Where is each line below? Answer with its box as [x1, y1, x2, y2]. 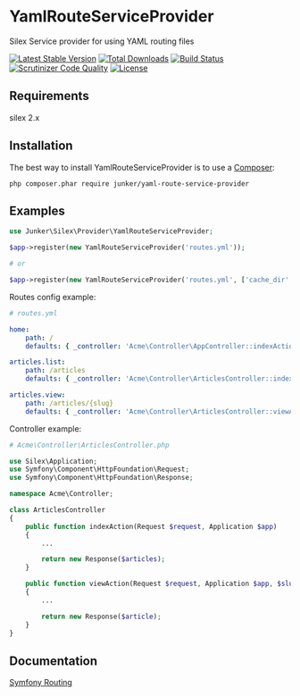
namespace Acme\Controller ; [9, 490, 114, 499]
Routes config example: [9, 291, 96, 302]
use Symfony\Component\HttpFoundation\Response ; [9, 474, 194, 482]
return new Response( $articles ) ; [41, 555, 166, 564]
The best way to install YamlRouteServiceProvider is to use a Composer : [9, 162, 275, 172]
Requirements [9, 88, 89, 104]
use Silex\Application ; [9, 457, 98, 465]
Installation [9, 138, 73, 154]
